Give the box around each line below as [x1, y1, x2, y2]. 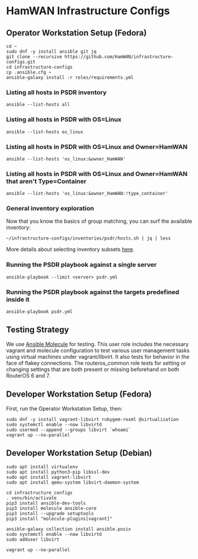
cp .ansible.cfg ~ [6, 69, 52, 75]
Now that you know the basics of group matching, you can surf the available [6, 218, 193, 225]
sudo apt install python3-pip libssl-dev [6, 469, 110, 475]
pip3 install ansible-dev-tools [6, 500, 86, 506]
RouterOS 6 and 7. [6, 372, 50, 379]
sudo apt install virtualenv [6, 464, 78, 469]
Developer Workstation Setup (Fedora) [6, 389, 152, 400]
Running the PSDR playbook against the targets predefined [6, 288, 180, 296]
